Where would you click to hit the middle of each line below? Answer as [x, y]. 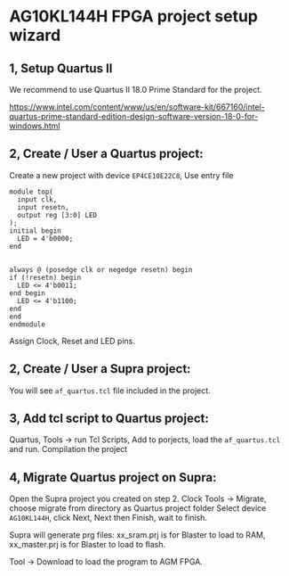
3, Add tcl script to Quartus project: [109, 419]
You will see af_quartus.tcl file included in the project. [110, 391]
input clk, [37, 199]
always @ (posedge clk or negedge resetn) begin [101, 269]
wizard [35, 35]
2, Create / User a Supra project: [100, 369]
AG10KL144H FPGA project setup [134, 16]
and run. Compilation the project [68, 449]
